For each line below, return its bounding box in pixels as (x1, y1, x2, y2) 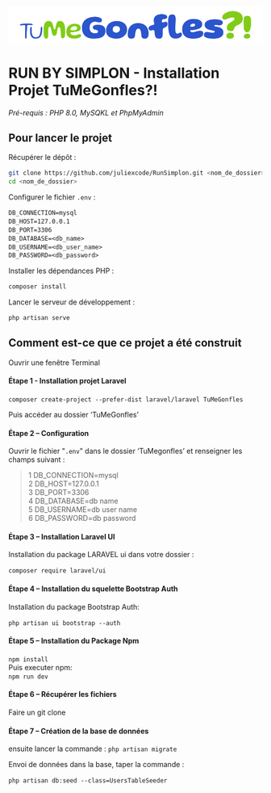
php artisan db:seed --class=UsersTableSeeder (8, 777, 168, 785)
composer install (8, 283, 67, 291)
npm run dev (8, 673, 48, 681)
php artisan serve (8, 314, 70, 322)
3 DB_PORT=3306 (27, 488, 90, 497)
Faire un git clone (8, 707, 66, 717)
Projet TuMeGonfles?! (8, 81, 158, 99)
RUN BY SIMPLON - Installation (8, 64, 220, 82)
